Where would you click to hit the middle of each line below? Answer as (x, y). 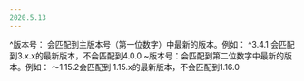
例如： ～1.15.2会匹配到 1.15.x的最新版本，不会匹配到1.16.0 (132, 67)
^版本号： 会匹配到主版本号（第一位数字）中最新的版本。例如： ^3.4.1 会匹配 (152, 44)
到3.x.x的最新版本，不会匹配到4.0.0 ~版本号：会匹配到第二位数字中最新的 (147, 56)
